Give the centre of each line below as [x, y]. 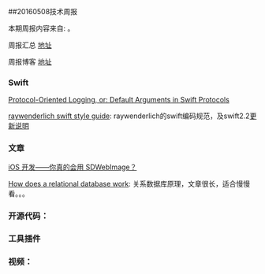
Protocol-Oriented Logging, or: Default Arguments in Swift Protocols [119, 100]
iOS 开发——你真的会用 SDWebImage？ [73, 167]
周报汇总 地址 [30, 45]
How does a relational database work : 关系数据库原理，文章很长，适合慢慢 [129, 183]
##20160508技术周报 [43, 11]
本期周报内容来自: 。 [41, 28]
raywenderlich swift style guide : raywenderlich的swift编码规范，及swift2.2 [129, 116]
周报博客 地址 [30, 62]
